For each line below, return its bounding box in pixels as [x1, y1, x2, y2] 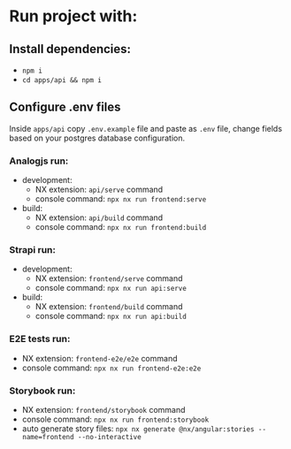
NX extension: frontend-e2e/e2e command [21, 353, 178, 363]
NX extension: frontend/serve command [34, 273, 183, 284]
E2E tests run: [9, 333, 71, 346]
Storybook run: [9, 384, 76, 397]
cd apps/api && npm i [21, 76, 102, 85]
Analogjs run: [9, 155, 69, 167]
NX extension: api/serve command [34, 184, 164, 195]
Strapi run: [9, 244, 56, 256]
